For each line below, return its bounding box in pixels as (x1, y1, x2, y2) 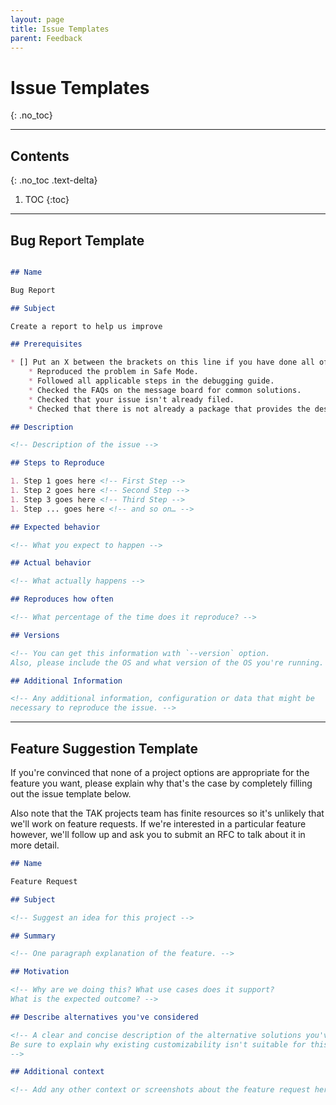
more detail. (10, 839, 60, 851)
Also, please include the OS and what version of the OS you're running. (10, 657, 325, 668)
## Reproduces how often (10, 594, 114, 605)
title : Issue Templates (10, 24, 110, 34)
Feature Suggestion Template (10, 740, 199, 757)
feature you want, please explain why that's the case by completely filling (10, 777, 313, 789)
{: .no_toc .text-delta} (10, 174, 98, 186)
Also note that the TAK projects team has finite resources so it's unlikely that (10, 807, 325, 819)
